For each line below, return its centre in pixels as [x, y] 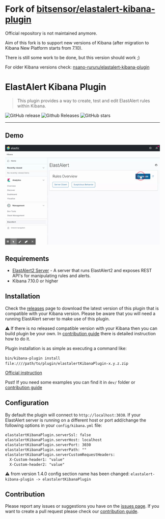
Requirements [27, 259]
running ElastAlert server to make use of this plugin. [57, 318]
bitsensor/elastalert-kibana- [96, 9]
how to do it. [18, 339]
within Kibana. [31, 106]
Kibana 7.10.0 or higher [35, 281]
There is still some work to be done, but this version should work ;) [72, 57]
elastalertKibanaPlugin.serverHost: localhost [54, 440]
